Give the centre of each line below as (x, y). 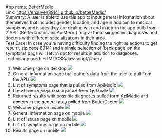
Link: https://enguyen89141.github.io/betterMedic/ (56, 12)
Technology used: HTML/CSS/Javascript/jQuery (54, 58)
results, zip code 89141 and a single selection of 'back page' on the (73, 48)
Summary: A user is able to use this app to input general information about (80, 17)
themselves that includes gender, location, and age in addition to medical (79, 22)
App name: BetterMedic (29, 7)
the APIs (21, 79)
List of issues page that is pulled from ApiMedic (60, 91)
